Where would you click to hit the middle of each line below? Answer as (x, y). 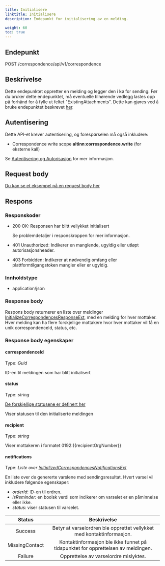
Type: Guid (16, 363)
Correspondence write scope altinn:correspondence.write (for (77, 144)
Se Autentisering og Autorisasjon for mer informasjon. (60, 158)
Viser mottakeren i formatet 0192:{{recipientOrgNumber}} (63, 446)
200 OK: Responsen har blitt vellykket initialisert (61, 226)
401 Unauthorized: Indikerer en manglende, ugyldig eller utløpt (75, 245)
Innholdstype (21, 277)
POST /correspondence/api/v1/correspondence (53, 64)
